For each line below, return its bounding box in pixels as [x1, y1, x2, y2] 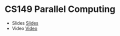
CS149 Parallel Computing [4, 3, 115, 15]
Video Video [11, 25, 38, 31]
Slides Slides [11, 20, 38, 26]
